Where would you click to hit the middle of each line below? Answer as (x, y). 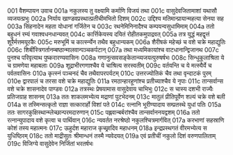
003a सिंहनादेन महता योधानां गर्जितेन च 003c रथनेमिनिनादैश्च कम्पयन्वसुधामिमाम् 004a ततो (111, 26)
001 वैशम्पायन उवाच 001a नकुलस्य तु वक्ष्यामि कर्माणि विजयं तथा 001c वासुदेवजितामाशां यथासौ (112, 11)
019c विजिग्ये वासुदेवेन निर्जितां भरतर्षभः (50, 144)
